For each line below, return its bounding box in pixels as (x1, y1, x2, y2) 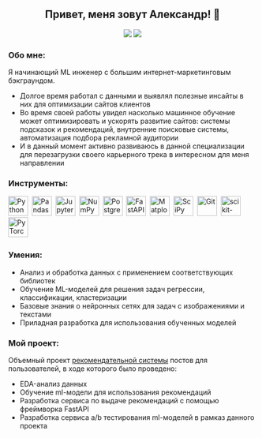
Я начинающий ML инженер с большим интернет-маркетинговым (8, 68, 231, 77)
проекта (19, 421, 48, 430)
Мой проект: (8, 337, 59, 348)
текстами (19, 309, 51, 319)
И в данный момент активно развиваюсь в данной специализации (19, 141, 245, 151)
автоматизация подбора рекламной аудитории (19, 133, 179, 143)
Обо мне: (8, 49, 46, 60)
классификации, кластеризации (19, 293, 128, 302)
